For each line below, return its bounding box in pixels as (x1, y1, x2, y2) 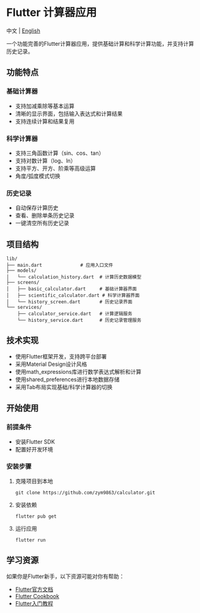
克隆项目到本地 (15, 477, 53, 485)
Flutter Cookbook (15, 592, 59, 600)
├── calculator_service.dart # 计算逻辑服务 (17, 311, 133, 317)
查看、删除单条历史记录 (15, 212, 75, 219)
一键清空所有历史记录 (15, 220, 69, 227)
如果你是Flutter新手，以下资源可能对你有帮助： (6, 573, 125, 580)
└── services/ (6, 304, 43, 311)
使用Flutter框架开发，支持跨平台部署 (15, 352, 107, 360)
